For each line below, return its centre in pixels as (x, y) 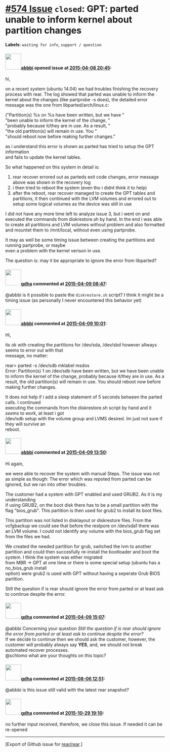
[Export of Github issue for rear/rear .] (44, 744)
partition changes (44, 31)
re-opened (16, 730)
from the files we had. (28, 536)
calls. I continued (23, 402)
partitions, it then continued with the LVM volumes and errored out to (84, 198)
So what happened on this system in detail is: (52, 167)
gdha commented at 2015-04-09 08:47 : (64, 283)
